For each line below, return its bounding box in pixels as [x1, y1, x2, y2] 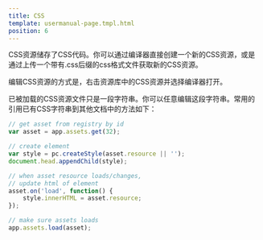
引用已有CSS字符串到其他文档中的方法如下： [8, 104, 157, 114]
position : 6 [8, 27, 48, 35]
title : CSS [8, 11, 45, 20]
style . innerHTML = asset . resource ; [23, 194, 142, 202]
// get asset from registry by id [8, 120, 125, 129]
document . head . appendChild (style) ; [8, 157, 128, 165]
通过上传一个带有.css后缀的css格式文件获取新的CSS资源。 [8, 60, 203, 69]
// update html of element [8, 179, 99, 188]
